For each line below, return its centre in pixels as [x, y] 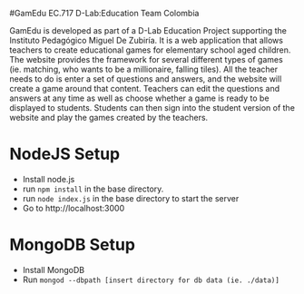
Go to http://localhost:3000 [74, 208]
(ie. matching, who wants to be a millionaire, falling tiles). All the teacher [144, 69]
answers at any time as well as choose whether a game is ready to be [139, 98]
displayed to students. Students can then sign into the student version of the [152, 108]
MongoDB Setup [73, 245]
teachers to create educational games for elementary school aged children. [150, 50]
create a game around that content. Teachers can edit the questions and [145, 88]
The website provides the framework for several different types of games [146, 59]
